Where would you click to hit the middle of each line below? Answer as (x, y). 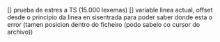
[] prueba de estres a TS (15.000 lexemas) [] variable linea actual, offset (110, 10)
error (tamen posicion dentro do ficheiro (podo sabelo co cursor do (104, 24)
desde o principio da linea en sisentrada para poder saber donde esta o (110, 17)
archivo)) (20, 32)
